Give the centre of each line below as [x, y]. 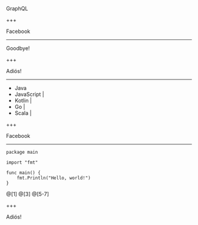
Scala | [23, 113]
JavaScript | [29, 94]
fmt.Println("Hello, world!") [54, 178]
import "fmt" [22, 163]
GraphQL [17, 9]
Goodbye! [18, 48]
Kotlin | [23, 100]
